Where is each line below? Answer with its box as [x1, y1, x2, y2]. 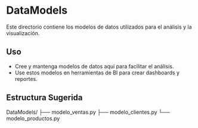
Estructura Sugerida [6, 93, 83, 103]
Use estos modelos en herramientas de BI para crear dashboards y [14, 69, 180, 76]
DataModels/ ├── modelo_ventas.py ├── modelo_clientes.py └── [6, 108, 170, 115]
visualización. [6, 29, 40, 36]
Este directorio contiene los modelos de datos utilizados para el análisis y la [6, 23, 192, 30]
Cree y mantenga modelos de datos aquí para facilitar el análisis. [14, 63, 174, 70]
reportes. [14, 75, 38, 82]
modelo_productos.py [6, 114, 60, 122]
